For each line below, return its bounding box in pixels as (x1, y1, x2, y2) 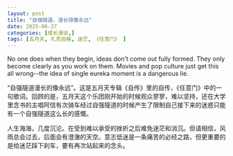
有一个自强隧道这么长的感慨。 (7, 110, 92, 118)
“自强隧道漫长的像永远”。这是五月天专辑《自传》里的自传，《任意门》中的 (7, 84, 216, 92)
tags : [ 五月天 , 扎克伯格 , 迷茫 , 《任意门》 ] (7, 36, 126, 43)
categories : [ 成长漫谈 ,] (7, 29, 75, 37)
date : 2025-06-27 (7, 23, 58, 30)
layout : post (7, 10, 45, 17)
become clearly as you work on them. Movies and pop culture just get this (7, 62, 219, 70)
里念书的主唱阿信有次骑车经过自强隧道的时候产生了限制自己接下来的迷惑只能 (7, 101, 226, 109)
